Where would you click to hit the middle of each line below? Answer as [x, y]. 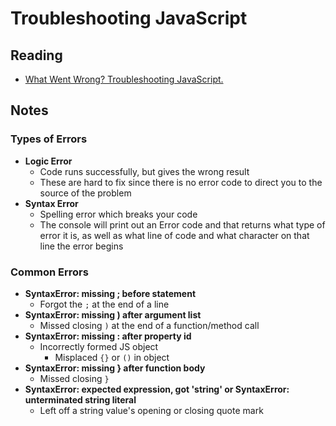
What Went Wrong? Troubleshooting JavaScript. [124, 79]
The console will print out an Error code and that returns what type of [182, 224]
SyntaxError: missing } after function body [115, 368]
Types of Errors [49, 139]
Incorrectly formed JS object [99, 346]
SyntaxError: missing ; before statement [110, 293]
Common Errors [49, 272]
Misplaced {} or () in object [112, 357]
